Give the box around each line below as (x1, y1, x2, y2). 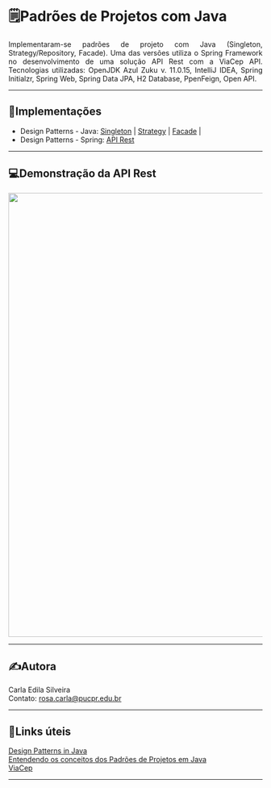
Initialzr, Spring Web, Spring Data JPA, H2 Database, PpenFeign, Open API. (8, 73, 257, 83)
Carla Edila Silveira (8, 685, 71, 695)
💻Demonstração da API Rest (8, 167, 156, 181)
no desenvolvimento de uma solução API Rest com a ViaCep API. (8, 57, 263, 66)
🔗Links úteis (8, 724, 71, 738)
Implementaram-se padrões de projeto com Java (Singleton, (8, 39, 263, 49)
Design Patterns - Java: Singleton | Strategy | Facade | (19, 126, 202, 136)
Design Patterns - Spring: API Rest (19, 135, 135, 145)
